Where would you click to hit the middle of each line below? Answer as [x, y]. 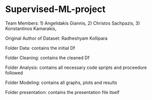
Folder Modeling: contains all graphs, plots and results [61, 82]
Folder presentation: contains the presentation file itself [62, 92]
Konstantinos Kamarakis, [31, 28]
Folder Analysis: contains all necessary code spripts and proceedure [76, 67]
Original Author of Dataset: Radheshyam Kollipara [56, 38]
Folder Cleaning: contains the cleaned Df [47, 58]
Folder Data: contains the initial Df [40, 48]
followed [14, 73]
